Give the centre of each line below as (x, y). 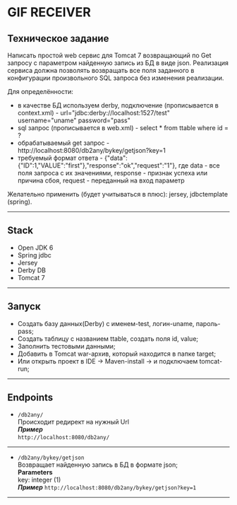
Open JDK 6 (35, 248)
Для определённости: (41, 92)
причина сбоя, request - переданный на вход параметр (101, 180)
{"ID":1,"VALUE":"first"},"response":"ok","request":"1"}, (97, 166)
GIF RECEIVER (49, 12)
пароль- (208, 323)
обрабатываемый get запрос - (63, 143)
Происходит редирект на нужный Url (73, 422)
